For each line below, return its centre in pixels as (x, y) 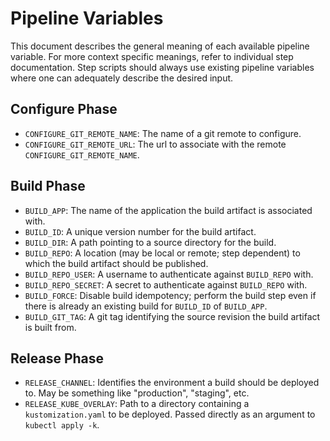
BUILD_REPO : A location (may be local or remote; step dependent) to (162, 253)
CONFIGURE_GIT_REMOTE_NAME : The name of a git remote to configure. (163, 133)
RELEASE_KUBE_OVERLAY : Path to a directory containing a (137, 404)
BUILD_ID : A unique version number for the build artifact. (140, 231)
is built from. (50, 327)
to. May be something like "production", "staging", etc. (137, 393)
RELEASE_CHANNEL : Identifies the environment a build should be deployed (172, 383)
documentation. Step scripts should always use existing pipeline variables (162, 67)
